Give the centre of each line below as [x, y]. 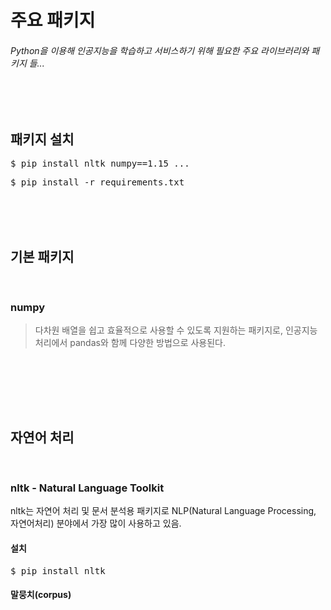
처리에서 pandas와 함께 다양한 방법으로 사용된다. [130, 343]
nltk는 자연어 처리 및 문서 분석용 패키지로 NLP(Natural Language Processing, [163, 511]
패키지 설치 [42, 139]
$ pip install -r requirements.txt [97, 182]
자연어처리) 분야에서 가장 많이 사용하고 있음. [96, 523]
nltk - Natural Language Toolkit [87, 488]
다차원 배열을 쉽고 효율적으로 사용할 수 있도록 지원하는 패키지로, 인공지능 [176, 330]
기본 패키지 [42, 256]
